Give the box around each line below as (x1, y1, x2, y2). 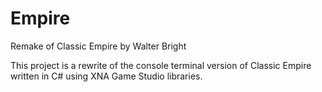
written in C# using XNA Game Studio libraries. (10, 70, 203, 82)
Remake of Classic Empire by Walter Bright (10, 40, 187, 52)
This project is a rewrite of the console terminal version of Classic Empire (10, 59, 312, 71)
